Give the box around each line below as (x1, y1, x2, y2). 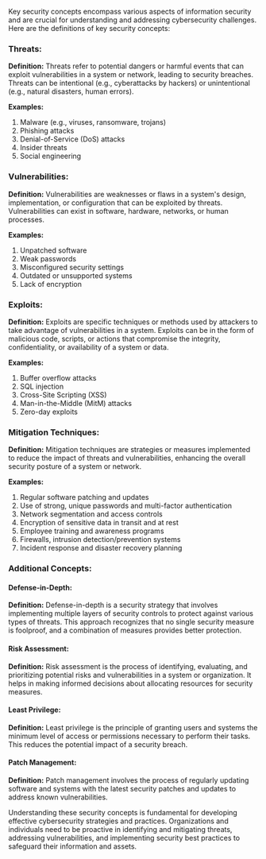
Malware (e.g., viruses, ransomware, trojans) (19, 118, 167, 127)
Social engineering (19, 151, 82, 161)
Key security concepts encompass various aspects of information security (8, 7, 252, 16)
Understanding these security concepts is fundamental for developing (8, 807, 238, 817)
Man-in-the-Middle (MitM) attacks (19, 398, 133, 408)
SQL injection (19, 381, 64, 391)
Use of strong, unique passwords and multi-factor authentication (19, 501, 233, 511)
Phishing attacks (19, 126, 75, 136)
